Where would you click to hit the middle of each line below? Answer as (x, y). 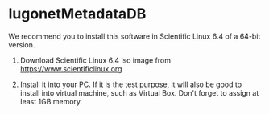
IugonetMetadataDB (77, 14)
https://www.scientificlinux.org (71, 68)
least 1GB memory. (51, 101)
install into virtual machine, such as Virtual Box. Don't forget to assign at (139, 92)
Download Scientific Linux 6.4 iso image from (95, 60)
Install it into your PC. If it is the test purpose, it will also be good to (131, 84)
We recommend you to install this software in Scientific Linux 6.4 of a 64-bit (134, 36)
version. (22, 44)
